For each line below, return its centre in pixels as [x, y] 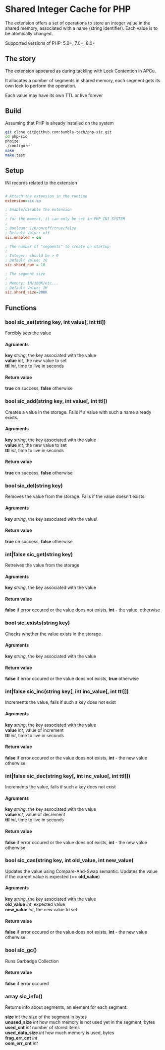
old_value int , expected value [35, 904]
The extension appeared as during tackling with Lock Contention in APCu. [81, 71]
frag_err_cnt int [21, 1038]
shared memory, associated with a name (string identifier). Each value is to [81, 28]
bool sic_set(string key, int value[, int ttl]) [55, 322]
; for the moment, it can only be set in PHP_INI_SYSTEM [65, 219]
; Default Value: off [27, 233]
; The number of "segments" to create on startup [57, 246]
